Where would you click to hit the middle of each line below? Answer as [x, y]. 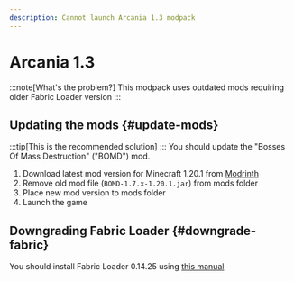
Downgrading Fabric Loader [89, 231]
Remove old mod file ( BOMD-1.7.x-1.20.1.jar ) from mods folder [140, 183]
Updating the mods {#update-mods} [114, 125]
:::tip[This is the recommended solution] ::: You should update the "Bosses [147, 147]
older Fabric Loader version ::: [65, 96]
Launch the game [55, 203]
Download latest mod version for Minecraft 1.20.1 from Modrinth [141, 174]
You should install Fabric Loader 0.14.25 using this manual [117, 267]
